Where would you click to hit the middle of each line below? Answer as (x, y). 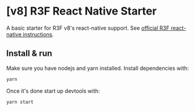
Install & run (29, 54)
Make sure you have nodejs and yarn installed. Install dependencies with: (97, 68)
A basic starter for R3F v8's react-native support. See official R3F (88, 28)
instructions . (38, 34)
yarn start (20, 102)
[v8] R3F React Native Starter (81, 11)
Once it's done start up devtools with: (53, 91)
